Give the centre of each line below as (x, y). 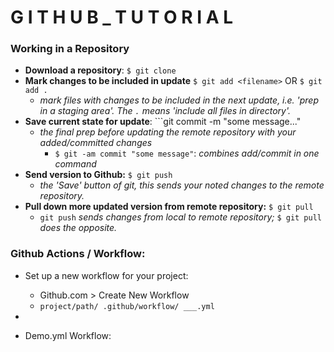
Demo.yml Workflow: (68, 335)
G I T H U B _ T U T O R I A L (122, 17)
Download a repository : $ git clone (100, 70)
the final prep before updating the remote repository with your (168, 132)
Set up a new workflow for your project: (106, 275)
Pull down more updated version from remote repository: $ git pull (169, 207)
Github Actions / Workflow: (78, 254)
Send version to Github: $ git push (98, 175)
